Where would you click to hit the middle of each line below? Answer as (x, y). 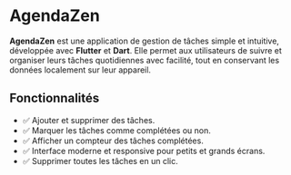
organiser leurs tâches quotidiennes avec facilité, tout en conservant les (145, 60)
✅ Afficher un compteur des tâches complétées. (113, 141)
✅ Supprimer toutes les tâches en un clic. (100, 160)
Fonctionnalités (55, 98)
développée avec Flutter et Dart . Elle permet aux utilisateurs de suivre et (145, 50)
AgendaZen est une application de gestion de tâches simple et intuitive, (145, 41)
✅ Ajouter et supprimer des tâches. (89, 120)
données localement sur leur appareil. (80, 70)
